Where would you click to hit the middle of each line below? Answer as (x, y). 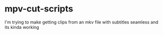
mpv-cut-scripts (39, 9)
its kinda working (22, 27)
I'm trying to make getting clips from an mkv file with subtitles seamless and (81, 22)
